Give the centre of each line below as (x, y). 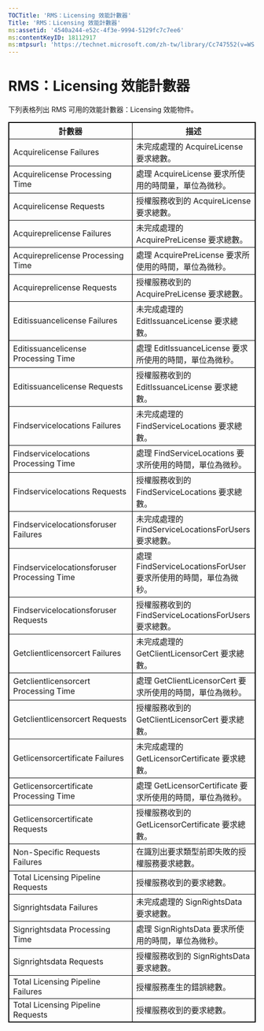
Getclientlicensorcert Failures (67, 653)
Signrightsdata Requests (58, 962)
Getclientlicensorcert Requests (70, 720)
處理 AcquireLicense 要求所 (187, 174)
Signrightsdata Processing (62, 929)
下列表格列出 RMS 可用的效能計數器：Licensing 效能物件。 (103, 110)
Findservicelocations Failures (67, 426)
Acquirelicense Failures (56, 152)
